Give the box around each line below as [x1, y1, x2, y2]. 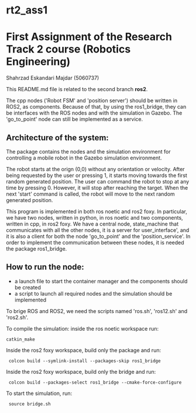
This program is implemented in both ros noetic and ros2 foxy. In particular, [6, 208, 187, 215]
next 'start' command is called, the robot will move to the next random [6, 190, 176, 197]
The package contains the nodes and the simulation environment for [6, 148, 171, 155]
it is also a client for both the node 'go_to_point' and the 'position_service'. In [6, 232, 191, 240]
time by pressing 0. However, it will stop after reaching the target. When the [6, 184, 188, 191]
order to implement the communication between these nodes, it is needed [6, 239, 184, 246]
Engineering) [6, 55, 71, 68]
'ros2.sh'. [6, 314, 29, 321]
